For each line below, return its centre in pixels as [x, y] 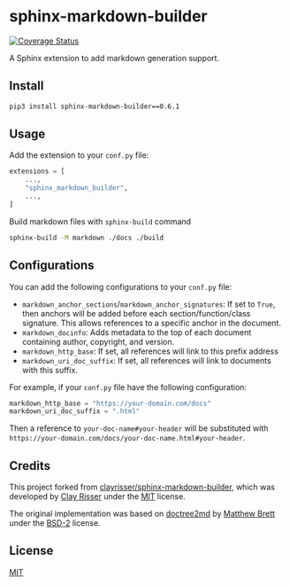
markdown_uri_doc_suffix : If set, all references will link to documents [146, 360]
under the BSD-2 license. [55, 523]
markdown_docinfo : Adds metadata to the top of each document [137, 332]
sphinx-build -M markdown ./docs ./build [87, 238]
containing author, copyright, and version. [98, 341]
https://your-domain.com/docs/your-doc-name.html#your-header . [127, 438]
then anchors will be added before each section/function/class [136, 313]
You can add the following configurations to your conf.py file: [121, 286]
